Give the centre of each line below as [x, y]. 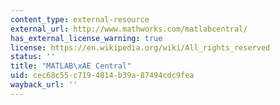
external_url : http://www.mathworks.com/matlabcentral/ [129, 29]
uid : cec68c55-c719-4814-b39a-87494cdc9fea [102, 76]
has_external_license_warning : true [86, 38]
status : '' [33, 57]
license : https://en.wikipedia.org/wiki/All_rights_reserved [140, 47]
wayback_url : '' [44, 85]
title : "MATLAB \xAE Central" [71, 66]
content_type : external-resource [80, 19]
